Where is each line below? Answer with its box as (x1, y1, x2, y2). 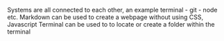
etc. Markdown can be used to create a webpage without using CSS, (7, 13, 204, 21)
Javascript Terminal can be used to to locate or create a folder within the (7, 20, 215, 28)
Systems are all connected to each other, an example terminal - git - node (7, 6, 218, 14)
